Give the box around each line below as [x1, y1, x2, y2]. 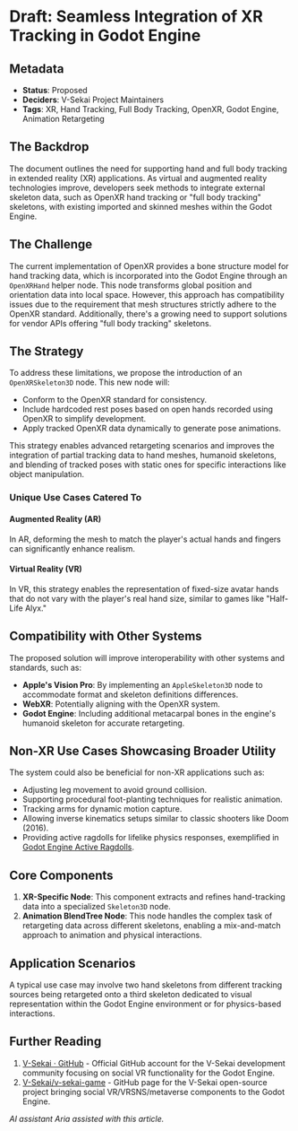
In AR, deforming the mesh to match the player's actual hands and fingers [9, 534, 282, 544]
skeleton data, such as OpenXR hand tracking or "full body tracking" [9, 191, 262, 203]
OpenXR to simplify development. [21, 413, 147, 424]
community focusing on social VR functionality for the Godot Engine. [21, 1067, 276, 1078]
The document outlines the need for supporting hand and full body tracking [9, 163, 288, 174]
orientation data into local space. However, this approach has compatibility [9, 289, 285, 300]
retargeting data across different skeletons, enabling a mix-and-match [21, 920, 282, 931]
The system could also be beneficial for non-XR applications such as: [9, 767, 266, 778]
